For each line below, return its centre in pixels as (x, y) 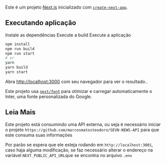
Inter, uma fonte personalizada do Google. (49, 96)
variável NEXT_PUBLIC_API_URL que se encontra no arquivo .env (69, 155)
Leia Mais (21, 112)
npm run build (20, 49)
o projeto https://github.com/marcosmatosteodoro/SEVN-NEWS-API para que (82, 129)
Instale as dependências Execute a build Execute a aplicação (68, 35)
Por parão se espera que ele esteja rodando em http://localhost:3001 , (79, 144)
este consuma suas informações (39, 135)
